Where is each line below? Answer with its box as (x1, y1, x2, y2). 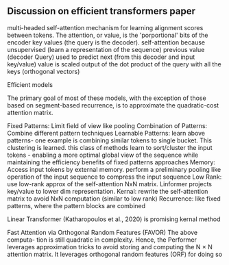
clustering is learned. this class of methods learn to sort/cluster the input (7, 143, 213, 151)
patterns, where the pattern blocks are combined (7, 201, 146, 210)
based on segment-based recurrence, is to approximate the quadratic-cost (7, 101, 219, 109)
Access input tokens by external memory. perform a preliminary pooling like (7, 165, 221, 173)
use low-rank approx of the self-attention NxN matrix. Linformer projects (7, 179, 213, 188)
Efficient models (7, 80, 53, 88)
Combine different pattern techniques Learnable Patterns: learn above (7, 129, 206, 137)
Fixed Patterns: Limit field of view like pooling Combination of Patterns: (7, 121, 208, 129)
